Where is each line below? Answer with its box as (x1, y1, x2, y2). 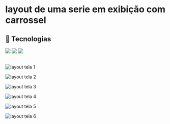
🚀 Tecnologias (5, 35, 51, 43)
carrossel (5, 14, 47, 26)
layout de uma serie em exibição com (5, 4, 165, 15)
